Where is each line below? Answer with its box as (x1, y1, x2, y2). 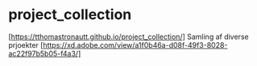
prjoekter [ (8, 40, 44, 49)
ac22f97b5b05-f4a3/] (8, 49, 81, 58)
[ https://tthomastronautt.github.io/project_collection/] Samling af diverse (8, 32, 249, 41)
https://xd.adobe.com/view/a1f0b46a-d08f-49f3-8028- (43, 40, 228, 49)
